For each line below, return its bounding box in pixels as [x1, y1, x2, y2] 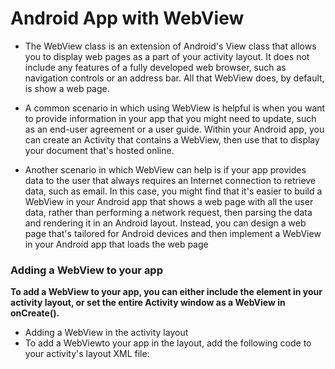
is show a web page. [24, 82, 110, 94]
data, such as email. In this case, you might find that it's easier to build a [24, 185, 323, 197]
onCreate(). [10, 307, 60, 319]
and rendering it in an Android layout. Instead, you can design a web [24, 217, 307, 229]
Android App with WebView [10, 7, 245, 30]
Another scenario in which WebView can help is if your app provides [24, 163, 307, 176]
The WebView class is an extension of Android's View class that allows [24, 40, 317, 52]
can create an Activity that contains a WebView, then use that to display [24, 133, 320, 146]
